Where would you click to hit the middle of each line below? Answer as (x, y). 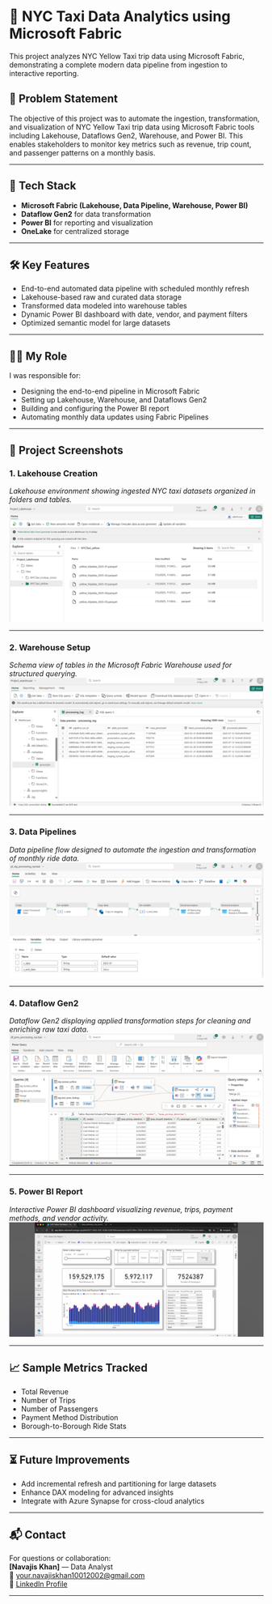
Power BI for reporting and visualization (87, 223)
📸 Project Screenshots (66, 450)
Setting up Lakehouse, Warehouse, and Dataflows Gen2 (114, 400)
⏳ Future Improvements (69, 1460)
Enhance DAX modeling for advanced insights (97, 1492)
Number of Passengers (59, 1409)
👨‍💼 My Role (38, 356)
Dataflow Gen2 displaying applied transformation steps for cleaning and (130, 1021)
